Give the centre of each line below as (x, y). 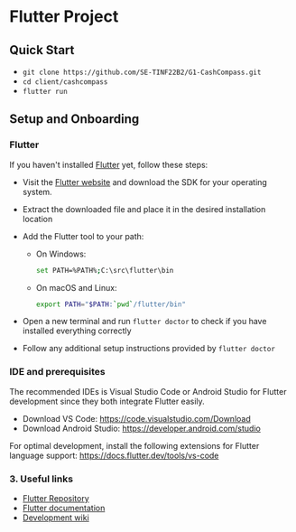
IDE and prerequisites (57, 372)
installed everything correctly (77, 331)
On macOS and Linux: (76, 287)
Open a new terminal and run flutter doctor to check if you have (144, 322)
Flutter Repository (56, 499)
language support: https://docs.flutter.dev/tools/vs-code (114, 455)
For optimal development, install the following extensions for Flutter (134, 445)
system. (37, 191)
